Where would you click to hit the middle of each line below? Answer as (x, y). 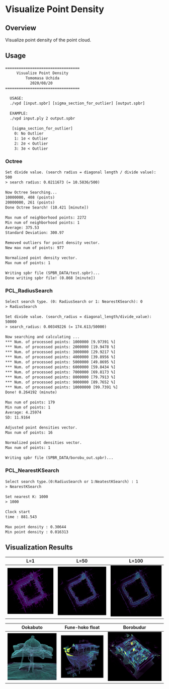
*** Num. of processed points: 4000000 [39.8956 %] (60, 357)
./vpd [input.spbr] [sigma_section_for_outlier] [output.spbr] (77, 103)
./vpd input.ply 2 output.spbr (43, 118)
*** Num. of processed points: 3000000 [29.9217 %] (60, 352)
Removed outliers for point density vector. (53, 243)
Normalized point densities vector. (44, 443)
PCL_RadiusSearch (29, 291)
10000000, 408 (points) (30, 197)
